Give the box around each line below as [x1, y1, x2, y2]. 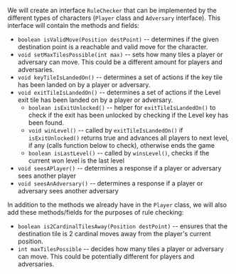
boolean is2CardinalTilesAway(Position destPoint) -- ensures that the [17, 222, 228, 230]
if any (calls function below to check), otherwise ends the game [28, 141, 215, 149]
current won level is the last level [28, 156, 124, 165]
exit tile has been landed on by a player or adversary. [17, 96, 173, 104]
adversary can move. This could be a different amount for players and [17, 58, 222, 66]
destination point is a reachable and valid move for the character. [17, 43, 208, 51]
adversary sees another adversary [17, 187, 119, 195]
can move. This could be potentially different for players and [17, 253, 195, 260]
